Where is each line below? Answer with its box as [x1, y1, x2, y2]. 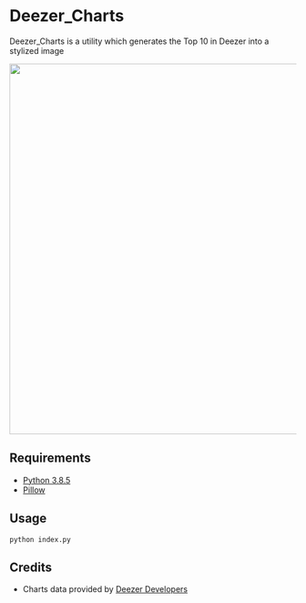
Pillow [22, 484, 46, 495]
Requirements [9, 451, 91, 466]
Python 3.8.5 [22, 474, 71, 485]
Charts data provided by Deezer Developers [22, 584, 189, 595]
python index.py [9, 535, 71, 544]
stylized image [9, 45, 65, 56]
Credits [9, 559, 53, 575]
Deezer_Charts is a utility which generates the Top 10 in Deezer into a [9, 36, 270, 47]
